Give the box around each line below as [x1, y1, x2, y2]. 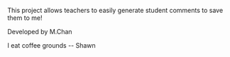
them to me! [7, 14, 43, 22]
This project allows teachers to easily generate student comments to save [7, 6, 224, 14]
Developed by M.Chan [7, 28, 72, 36]
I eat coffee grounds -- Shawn [7, 41, 96, 49]
